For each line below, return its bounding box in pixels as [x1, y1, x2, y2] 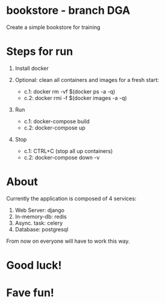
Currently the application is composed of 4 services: [6, 195, 137, 202]
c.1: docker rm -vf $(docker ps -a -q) [23, 88, 116, 95]
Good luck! [6, 258, 62, 272]
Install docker [14, 64, 49, 72]
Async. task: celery [14, 219, 63, 226]
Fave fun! [6, 286, 54, 300]
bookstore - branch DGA [6, 4, 131, 17]
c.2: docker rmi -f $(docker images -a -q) [23, 94, 128, 101]
